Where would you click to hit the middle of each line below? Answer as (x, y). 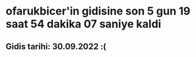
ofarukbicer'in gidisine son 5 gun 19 (98, 11)
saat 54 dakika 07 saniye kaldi (84, 24)
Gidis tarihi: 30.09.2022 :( (56, 46)
